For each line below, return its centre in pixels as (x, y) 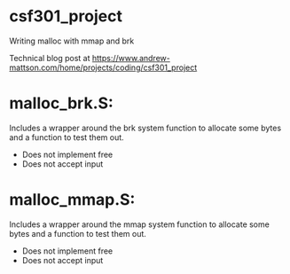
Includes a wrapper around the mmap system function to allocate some (140, 224)
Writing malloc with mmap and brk (72, 41)
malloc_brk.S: (61, 103)
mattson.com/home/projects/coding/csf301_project (103, 67)
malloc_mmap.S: (72, 200)
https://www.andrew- (131, 58)
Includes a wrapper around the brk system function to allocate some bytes (145, 128)
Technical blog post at (50, 58)
